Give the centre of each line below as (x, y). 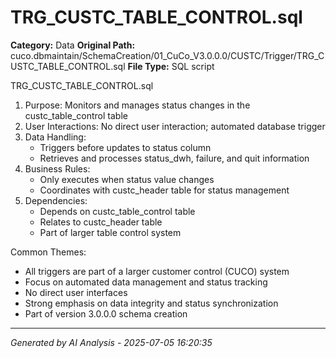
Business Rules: (57, 168)
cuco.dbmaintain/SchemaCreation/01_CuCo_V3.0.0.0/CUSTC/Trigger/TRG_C (167, 55)
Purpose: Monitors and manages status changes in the (137, 105)
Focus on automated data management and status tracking (146, 282)
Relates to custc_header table (101, 222)
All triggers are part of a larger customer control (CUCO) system (157, 271)
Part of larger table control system (110, 232)
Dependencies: (56, 200)
